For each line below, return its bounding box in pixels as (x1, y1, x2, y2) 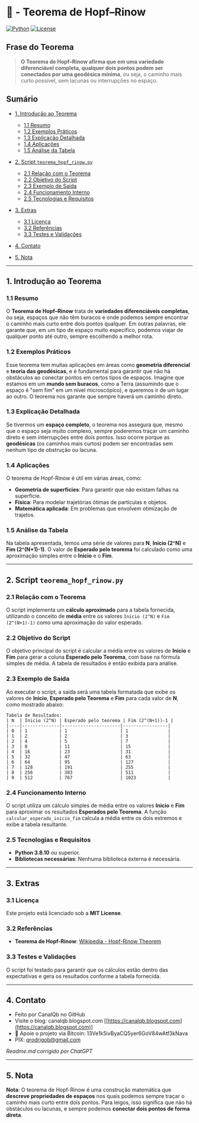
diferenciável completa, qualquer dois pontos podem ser (20, 64, 163, 71)
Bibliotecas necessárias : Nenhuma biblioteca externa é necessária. (14, 855, 181, 863)
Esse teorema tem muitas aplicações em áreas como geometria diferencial (6, 361, 191, 368)
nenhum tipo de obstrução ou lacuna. (6, 446, 98, 453)
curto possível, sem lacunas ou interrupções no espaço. (20, 77, 158, 84)
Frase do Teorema (6, 42, 74, 52)
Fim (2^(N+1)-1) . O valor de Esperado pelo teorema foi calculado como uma (6, 546, 192, 553)
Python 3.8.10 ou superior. (14, 849, 81, 856)
